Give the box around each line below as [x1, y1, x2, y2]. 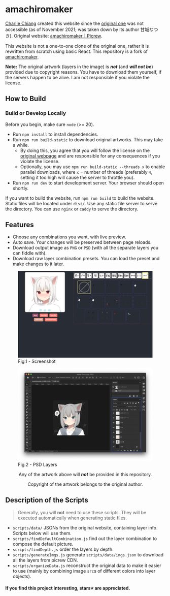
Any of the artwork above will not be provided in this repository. [18, 471, 152, 477]
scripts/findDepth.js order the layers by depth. [12, 546, 114, 552]
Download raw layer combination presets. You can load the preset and [12, 256, 160, 262]
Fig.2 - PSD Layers [18, 461, 57, 467]
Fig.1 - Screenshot [18, 358, 56, 364]
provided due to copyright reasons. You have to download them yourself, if [5, 69, 162, 75]
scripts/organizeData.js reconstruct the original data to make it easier [12, 562, 161, 569]
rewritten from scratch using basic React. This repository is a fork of [5, 48, 148, 54]
